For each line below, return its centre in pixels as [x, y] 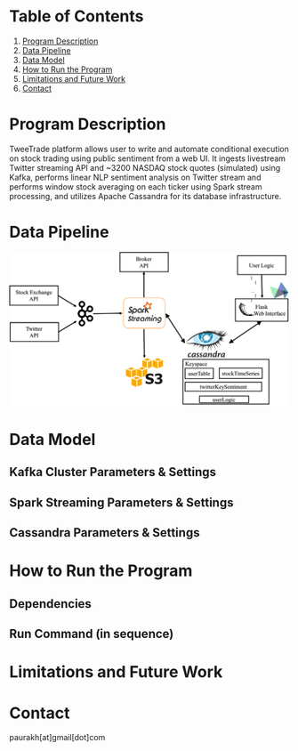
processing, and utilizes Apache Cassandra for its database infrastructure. [145, 196]
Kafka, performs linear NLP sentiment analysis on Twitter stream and [135, 177]
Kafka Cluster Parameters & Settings [113, 472]
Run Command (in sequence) [92, 634]
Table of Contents [77, 16]
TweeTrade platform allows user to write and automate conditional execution [149, 149]
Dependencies [50, 604]
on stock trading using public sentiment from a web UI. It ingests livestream [148, 158]
